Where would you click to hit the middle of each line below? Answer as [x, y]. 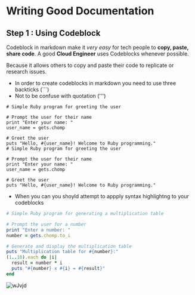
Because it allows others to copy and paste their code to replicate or [90, 65]
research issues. [27, 72]
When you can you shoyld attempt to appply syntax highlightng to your [102, 196]
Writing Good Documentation [80, 11]
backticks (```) [32, 90]
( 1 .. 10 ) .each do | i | [32, 257]
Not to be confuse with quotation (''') [60, 96]
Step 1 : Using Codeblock [53, 33]
